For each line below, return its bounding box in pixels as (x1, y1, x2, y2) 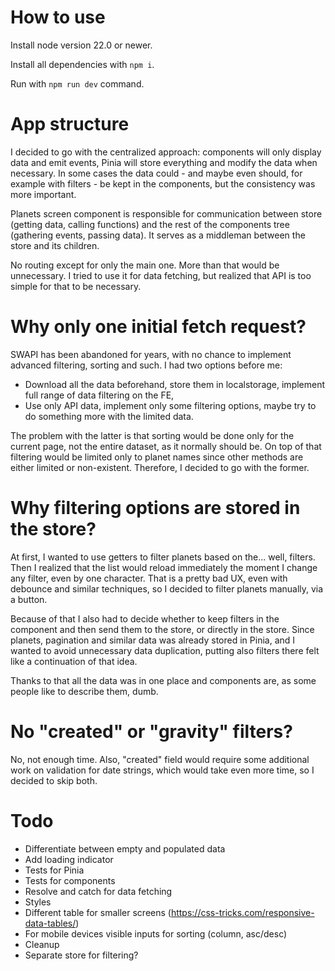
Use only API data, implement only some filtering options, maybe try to (24, 399, 317, 411)
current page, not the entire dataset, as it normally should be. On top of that (10, 440, 322, 452)
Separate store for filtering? (24, 949, 139, 961)
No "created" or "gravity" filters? (10, 720, 293, 743)
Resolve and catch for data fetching (24, 885, 173, 897)
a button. (10, 593, 48, 605)
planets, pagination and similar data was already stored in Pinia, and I (10, 634, 296, 646)
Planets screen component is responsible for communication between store (10, 207, 323, 220)
